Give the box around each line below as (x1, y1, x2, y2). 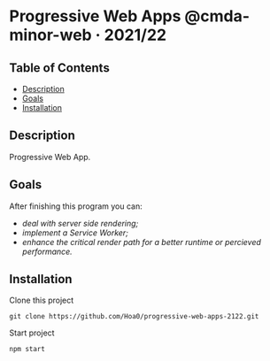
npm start (9, 345, 46, 354)
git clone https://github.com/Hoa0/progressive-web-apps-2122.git (9, 312, 259, 321)
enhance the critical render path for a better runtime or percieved (21, 236, 261, 247)
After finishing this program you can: (9, 201, 143, 211)
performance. (21, 246, 73, 257)
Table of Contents (9, 60, 111, 75)
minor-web (9, 25, 92, 45)
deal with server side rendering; (21, 218, 139, 228)
